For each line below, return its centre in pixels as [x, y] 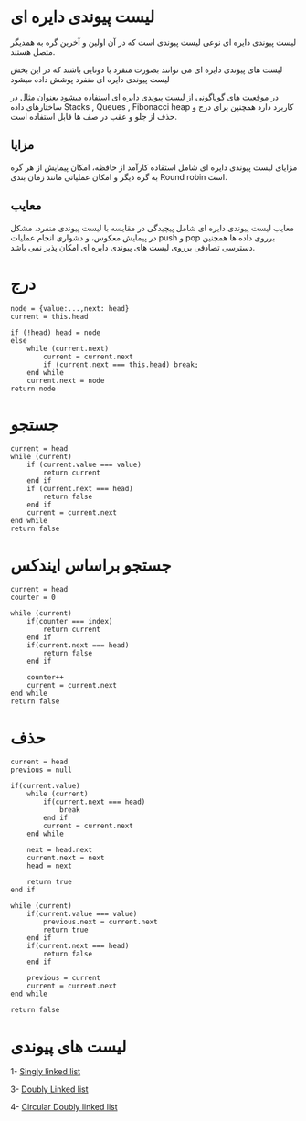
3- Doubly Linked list [50, 1089]
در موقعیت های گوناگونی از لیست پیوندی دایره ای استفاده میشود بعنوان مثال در [145, 97]
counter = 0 [33, 598]
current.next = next [66, 858]
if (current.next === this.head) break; [121, 364]
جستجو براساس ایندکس [91, 565]
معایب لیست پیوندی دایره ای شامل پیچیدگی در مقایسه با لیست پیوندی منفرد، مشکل [153, 228]
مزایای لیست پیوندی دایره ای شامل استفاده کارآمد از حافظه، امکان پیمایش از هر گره [154, 167]
